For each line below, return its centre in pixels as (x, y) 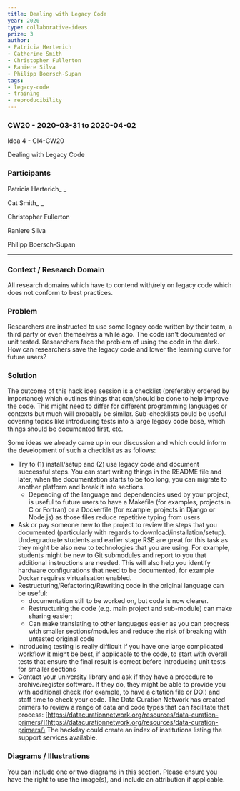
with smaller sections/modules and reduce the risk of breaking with (127, 631)
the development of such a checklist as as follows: (82, 450)
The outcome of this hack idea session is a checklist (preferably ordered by (119, 391)
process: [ (32, 715)
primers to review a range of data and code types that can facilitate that (124, 707)
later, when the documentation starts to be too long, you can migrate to (122, 479)
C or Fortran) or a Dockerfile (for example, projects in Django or (122, 510)
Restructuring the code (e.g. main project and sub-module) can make (130, 609)
